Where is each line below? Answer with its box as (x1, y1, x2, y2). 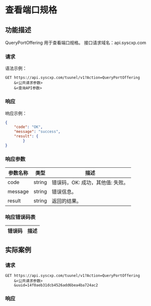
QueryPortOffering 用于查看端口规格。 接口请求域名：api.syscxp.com (5, 40, 147, 45)
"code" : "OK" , (14, 124, 43, 130)
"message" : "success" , (14, 129, 61, 134)
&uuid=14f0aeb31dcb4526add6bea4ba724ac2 (14, 283, 98, 288)
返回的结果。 (51, 198, 82, 205)
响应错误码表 (5, 214, 36, 221)
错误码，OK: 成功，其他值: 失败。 (51, 179, 129, 186)
